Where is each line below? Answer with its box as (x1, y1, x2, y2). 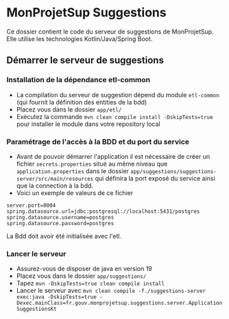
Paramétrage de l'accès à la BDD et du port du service (6, 137, 190, 146)
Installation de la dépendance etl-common (6, 75, 151, 85)
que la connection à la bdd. (16, 181, 94, 190)
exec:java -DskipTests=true (16, 294, 97, 301)
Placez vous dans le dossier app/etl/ (16, 105, 122, 114)
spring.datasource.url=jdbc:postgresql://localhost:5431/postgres (6, 207, 200, 215)
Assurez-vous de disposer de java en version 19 (16, 265, 152, 273)
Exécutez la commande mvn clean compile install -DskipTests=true (16, 112, 213, 120)
